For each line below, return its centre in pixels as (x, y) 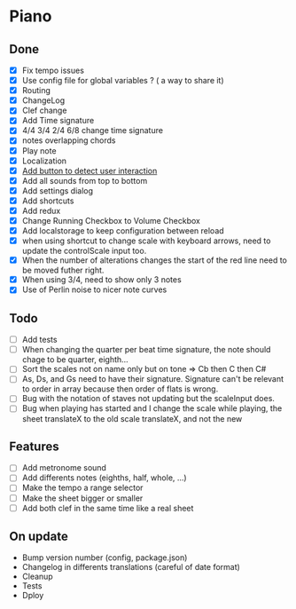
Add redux (41, 210)
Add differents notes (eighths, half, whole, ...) (105, 478)
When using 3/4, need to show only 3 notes (101, 280)
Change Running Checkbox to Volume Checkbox (111, 220)
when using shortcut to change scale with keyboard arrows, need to (146, 241)
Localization (44, 161)
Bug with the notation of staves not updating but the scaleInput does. (148, 399)
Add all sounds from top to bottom (85, 180)
